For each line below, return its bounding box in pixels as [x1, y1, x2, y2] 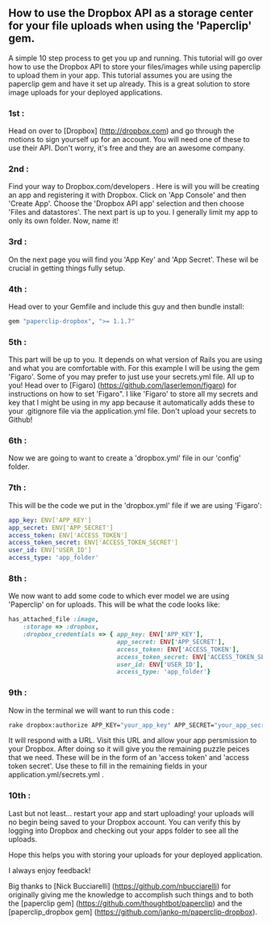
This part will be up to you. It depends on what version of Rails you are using [8, 355, 263, 364]
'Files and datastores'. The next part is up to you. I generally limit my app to [8, 208, 258, 217]
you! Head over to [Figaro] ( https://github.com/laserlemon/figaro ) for [8, 381, 237, 390]
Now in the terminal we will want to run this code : [8, 705, 175, 715]
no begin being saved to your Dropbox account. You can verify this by [8, 817, 241, 826]
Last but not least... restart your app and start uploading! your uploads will [8, 808, 254, 818]
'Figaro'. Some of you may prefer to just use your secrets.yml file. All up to [8, 372, 255, 382]
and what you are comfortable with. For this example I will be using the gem [8, 364, 260, 373]
